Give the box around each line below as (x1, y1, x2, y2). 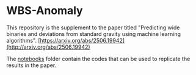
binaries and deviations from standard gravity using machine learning (6, 30, 181, 37)
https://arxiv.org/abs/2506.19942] (40, 37, 125, 44)
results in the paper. (6, 62, 57, 69)
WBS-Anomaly (6, 4, 84, 18)
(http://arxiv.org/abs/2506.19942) (6, 43, 90, 51)
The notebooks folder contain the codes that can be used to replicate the (6, 55, 191, 62)
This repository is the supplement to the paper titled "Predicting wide (6, 24, 180, 31)
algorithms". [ (6, 37, 40, 44)
